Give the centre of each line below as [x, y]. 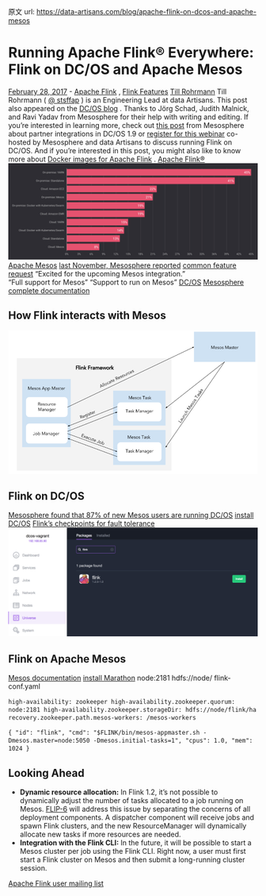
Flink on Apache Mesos [67, 659]
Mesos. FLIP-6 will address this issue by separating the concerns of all [135, 809]
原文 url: [22, 12]
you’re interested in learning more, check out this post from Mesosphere [126, 125]
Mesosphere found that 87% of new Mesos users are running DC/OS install [131, 516]
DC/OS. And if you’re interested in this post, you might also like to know [125, 150]
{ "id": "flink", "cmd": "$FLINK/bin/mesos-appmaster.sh [104, 733]
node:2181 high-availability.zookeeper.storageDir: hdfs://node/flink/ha [133, 710]
